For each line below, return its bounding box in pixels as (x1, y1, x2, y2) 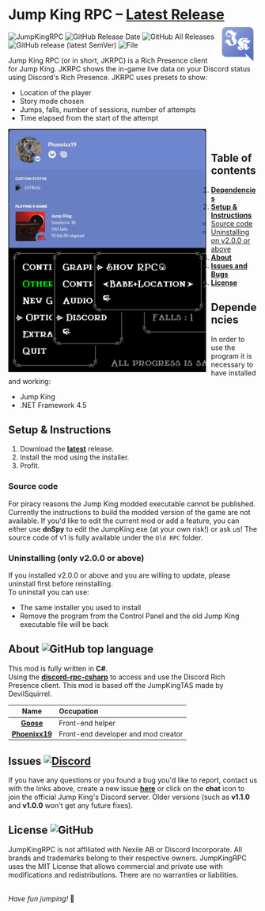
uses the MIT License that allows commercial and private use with (8, 861, 223, 871)
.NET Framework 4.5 (19, 400, 87, 409)
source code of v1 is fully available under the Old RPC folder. (8, 532, 203, 542)
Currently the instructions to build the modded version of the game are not (8, 507, 251, 517)
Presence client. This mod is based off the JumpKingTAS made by (8, 680, 224, 690)
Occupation (59, 706, 99, 716)
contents (210, 164, 256, 178)
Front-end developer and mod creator (59, 728, 184, 739)
